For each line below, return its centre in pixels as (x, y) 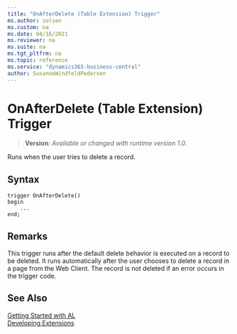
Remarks (28, 236)
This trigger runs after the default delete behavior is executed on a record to (118, 254)
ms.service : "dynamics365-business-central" (74, 67)
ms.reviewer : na (31, 41)
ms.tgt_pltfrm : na (34, 54)
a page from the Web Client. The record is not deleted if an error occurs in (116, 269)
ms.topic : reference (38, 60)
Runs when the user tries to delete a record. (72, 157)
